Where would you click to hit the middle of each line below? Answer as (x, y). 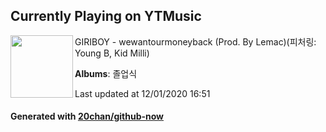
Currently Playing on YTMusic (106, 16)
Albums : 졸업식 (106, 73)
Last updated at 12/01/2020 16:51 (142, 93)
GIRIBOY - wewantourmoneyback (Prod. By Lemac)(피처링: (195, 41)
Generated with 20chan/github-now (87, 116)
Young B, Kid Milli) (112, 53)
